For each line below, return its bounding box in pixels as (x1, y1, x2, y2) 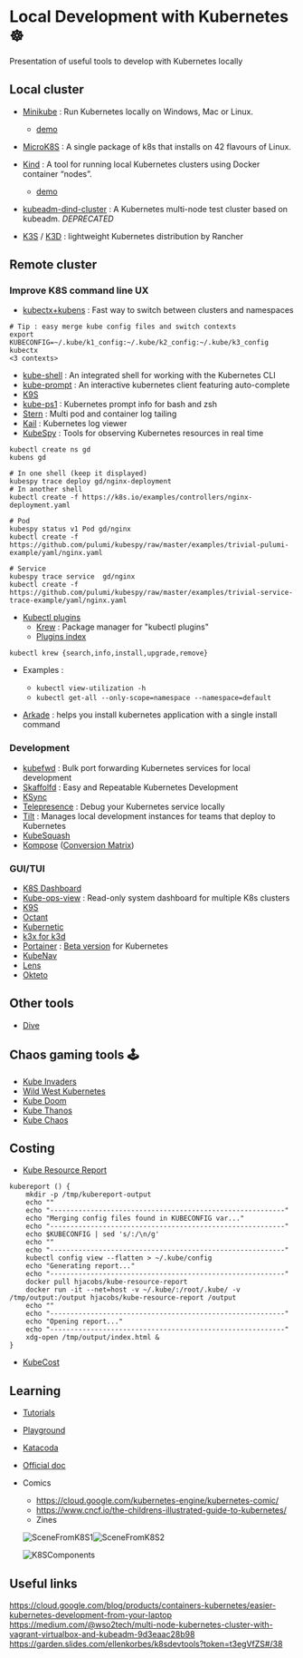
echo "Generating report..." (25, 1262, 136, 1271)
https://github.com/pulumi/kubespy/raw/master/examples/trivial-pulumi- (9, 541, 289, 550)
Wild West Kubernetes (22, 1086, 106, 1097)
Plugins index (35, 631, 87, 642)
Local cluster (9, 82, 84, 97)
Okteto (22, 970, 48, 980)
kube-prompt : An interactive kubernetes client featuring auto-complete (22, 379, 290, 391)
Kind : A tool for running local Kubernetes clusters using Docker (22, 159, 260, 170)
